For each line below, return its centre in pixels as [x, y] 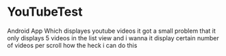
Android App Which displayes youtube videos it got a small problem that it [111, 31]
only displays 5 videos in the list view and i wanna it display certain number [113, 38]
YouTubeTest [45, 12]
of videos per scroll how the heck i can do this [72, 45]
